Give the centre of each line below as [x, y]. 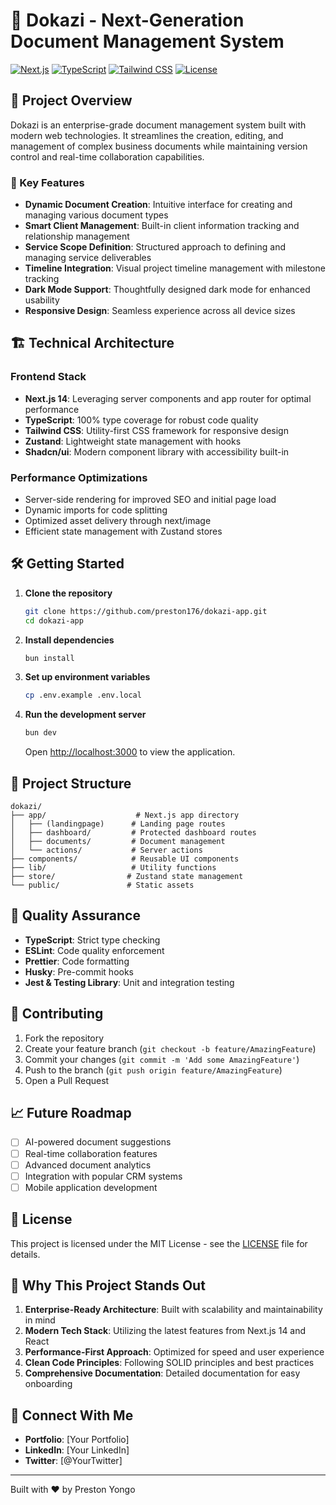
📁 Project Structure [71, 783]
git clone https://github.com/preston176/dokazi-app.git [146, 611]
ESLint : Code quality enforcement [94, 950]
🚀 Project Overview [71, 100]
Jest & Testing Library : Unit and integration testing [129, 982]
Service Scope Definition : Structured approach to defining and [155, 247]
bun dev [40, 733]
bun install [49, 658]
